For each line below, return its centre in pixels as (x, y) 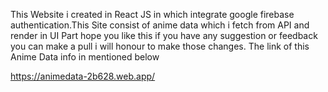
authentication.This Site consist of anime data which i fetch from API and (160, 25)
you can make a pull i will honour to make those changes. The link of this (160, 46)
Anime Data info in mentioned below (85, 57)
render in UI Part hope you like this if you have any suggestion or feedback (164, 35)
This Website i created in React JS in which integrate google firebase (152, 14)
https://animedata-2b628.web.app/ (83, 76)
